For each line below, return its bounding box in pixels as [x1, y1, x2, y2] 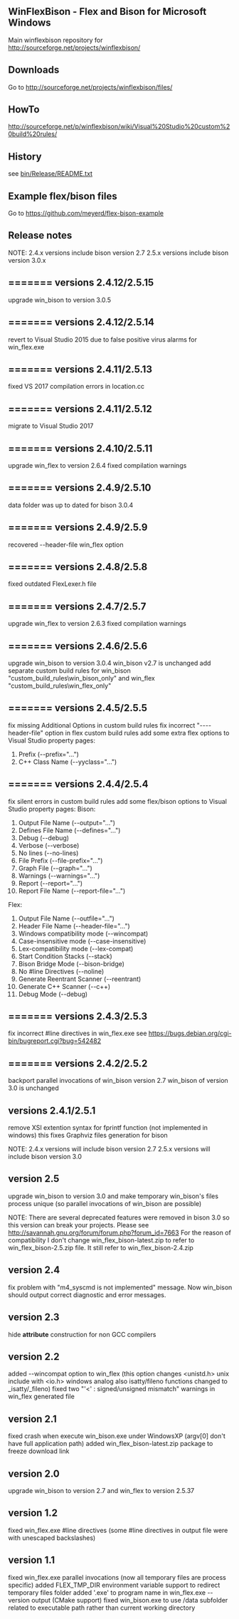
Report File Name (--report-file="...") [18, 886, 126, 895]
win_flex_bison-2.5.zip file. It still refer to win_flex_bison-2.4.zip [8, 1243, 194, 1252]
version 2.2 [8, 1351, 60, 1363]
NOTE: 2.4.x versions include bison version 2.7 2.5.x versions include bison [8, 248, 229, 257]
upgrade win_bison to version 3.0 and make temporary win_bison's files [8, 1192, 219, 1200]
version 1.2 [8, 1507, 58, 1519]
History [8, 150, 42, 162]
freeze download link [8, 1447, 70, 1455]
